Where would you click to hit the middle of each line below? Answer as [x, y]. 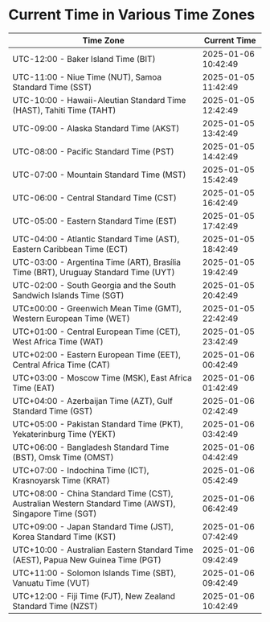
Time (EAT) [33, 388]
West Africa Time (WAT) [58, 341]
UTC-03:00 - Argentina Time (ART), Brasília [96, 262]
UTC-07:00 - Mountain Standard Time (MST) [99, 175]
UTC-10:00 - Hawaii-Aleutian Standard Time [99, 100]
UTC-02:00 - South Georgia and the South [94, 285]
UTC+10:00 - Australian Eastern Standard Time [103, 550]
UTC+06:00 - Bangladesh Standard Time [91, 447]
